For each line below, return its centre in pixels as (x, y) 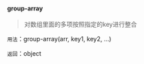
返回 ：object (24, 54)
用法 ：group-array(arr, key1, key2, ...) (59, 39)
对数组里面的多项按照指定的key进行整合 (80, 24)
